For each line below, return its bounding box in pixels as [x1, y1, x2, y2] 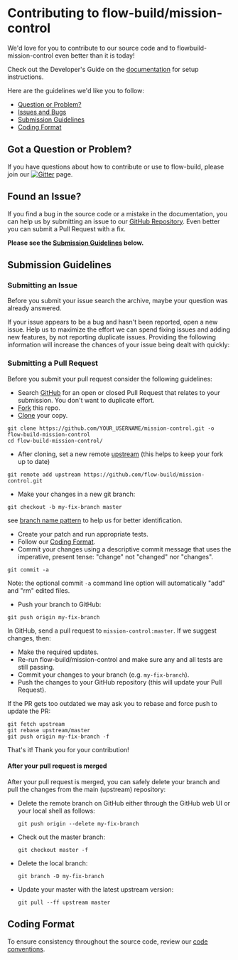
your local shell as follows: [17, 806, 96, 815]
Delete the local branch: [17, 859, 88, 867]
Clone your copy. [17, 411, 68, 419]
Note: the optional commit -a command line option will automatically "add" [7, 579, 225, 587]
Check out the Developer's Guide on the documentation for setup [7, 65, 199, 73]
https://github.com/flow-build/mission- [83, 471, 205, 478]
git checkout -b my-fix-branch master [7, 503, 122, 510]
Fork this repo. [17, 403, 60, 412]
